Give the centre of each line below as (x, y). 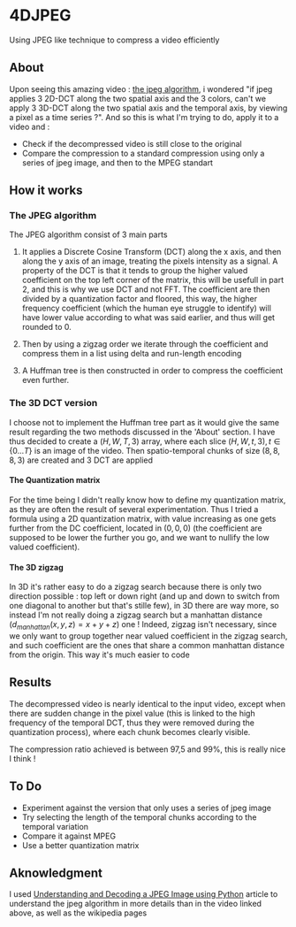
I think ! (23, 758)
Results (30, 682)
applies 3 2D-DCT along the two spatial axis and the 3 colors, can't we (138, 98)
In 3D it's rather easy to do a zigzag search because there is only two (136, 587)
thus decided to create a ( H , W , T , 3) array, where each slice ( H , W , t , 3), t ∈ (145, 441)
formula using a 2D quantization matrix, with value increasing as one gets (143, 518)
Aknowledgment (56, 873)
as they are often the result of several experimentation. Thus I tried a (134, 509)
